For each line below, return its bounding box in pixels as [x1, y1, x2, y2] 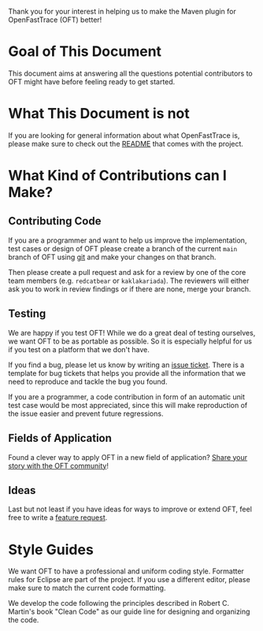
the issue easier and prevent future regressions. [8, 409, 164, 418]
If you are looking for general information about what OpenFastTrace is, [8, 130, 240, 140]
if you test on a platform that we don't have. [8, 344, 150, 354]
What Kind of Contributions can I [8, 167, 227, 184]
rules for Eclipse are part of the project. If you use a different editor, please [8, 575, 250, 585]
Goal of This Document [8, 43, 162, 61]
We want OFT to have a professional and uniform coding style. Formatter [8, 566, 244, 576]
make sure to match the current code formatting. [8, 583, 166, 593]
